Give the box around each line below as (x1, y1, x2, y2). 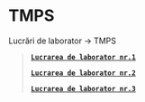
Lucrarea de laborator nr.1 (30, 52, 136, 61)
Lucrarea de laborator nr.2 (30, 69, 136, 78)
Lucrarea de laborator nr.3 (30, 84, 136, 93)
